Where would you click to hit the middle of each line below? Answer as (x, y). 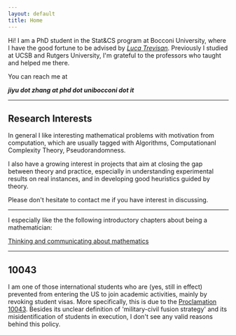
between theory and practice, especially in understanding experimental (111, 171)
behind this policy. (34, 324)
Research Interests (50, 118)
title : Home (25, 20)
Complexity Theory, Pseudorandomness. (67, 150)
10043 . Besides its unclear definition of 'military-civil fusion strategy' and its (117, 309)
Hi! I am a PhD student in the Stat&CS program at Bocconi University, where (117, 40)
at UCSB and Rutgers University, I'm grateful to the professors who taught (114, 55)
